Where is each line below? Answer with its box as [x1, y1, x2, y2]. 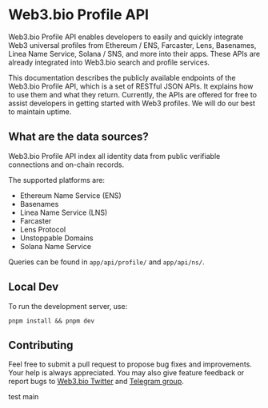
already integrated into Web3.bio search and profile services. [8, 57, 210, 67]
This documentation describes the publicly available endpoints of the [8, 73, 236, 82]
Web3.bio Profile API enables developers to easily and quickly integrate [8, 32, 244, 42]
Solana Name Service [19, 241, 92, 251]
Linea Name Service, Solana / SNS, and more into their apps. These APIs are [8, 49, 261, 58]
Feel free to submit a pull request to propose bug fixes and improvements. [8, 359, 252, 369]
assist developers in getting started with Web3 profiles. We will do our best [8, 98, 256, 108]
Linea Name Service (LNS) [19, 208, 108, 217]
